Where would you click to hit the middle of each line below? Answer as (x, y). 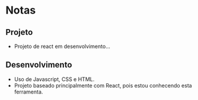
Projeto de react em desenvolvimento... (62, 46)
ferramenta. (28, 92)
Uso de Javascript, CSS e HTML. (54, 79)
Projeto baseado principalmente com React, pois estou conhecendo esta (103, 85)
